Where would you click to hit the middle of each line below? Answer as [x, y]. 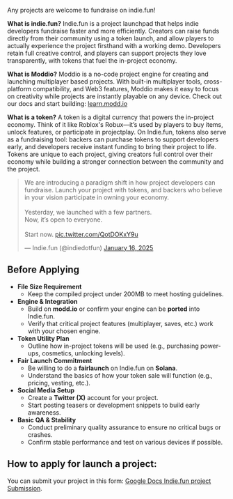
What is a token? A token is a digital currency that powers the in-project [111, 117]
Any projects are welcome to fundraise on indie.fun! [81, 10]
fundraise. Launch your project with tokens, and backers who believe [123, 190]
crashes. [40, 434]
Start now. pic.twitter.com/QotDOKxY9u [81, 234]
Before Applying [43, 270]
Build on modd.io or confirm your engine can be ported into [114, 309]
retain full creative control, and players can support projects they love [107, 53]
